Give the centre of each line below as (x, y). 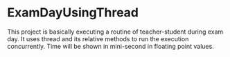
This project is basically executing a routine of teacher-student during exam (115, 32)
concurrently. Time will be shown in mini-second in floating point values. (111, 46)
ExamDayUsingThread (73, 13)
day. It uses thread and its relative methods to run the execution (98, 38)
